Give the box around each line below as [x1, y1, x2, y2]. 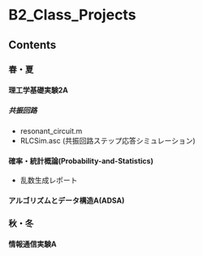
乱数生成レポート [19, 176, 78, 186]
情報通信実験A [8, 239, 57, 249]
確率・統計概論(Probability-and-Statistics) [8, 156, 154, 165]
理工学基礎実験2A [8, 85, 69, 95]
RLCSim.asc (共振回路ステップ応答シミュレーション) [19, 136, 197, 146]
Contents [8, 38, 57, 52]
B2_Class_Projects [8, 6, 136, 24]
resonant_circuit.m [19, 126, 83, 136]
